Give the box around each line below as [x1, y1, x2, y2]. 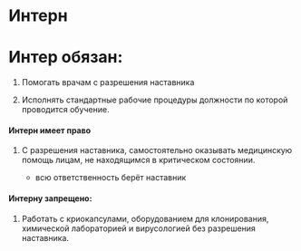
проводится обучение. [21, 104, 110, 115]
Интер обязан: [8, 47, 123, 68]
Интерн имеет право [8, 124, 92, 136]
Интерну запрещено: [8, 192, 92, 204]
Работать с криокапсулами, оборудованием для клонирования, [21, 213, 269, 224]
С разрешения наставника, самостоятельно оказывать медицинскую [21, 145, 293, 156]
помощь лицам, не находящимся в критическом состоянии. [21, 155, 256, 166]
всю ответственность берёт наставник [34, 172, 187, 183]
